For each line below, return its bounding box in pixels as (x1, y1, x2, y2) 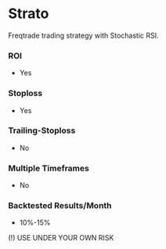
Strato (8, 5, 49, 23)
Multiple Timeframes (8, 163, 90, 174)
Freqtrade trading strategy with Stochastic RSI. (8, 31, 159, 40)
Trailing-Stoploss (8, 125, 76, 136)
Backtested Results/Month (8, 200, 112, 211)
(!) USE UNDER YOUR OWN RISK (8, 233, 114, 243)
